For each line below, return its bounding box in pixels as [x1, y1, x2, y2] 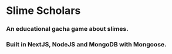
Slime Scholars [6, 4, 81, 17]
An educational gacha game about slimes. [6, 25, 129, 33]
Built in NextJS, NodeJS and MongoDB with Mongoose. [6, 41, 167, 49]
